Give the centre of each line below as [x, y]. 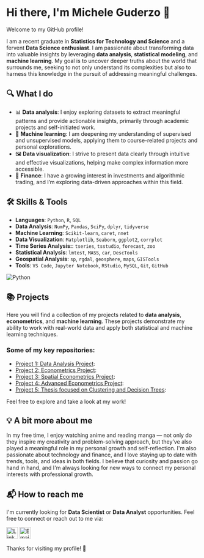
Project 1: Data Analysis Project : [55, 363]
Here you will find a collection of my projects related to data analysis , [94, 315]
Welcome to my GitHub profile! [45, 29]
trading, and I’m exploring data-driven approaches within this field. [99, 182]
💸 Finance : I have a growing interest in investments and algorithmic [100, 175]
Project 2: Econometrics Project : [56, 370]
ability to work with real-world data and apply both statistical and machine [100, 328]
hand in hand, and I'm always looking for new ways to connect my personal [101, 468]
